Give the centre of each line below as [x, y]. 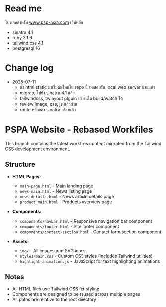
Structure [20, 164]
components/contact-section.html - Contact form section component [90, 232]
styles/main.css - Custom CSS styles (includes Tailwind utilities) [86, 256]
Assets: [20, 241]
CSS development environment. [38, 149]
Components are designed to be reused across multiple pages [76, 294]
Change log [29, 68]
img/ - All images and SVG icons [53, 250]
